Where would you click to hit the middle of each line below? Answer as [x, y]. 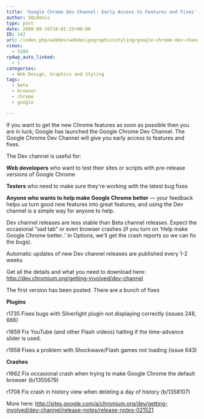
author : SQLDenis [28, 18]
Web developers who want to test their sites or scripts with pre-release [96, 168]
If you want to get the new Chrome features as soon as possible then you [98, 124]
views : [15, 46]
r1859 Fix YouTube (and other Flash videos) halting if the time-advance [95, 332]
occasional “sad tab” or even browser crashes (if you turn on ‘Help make [97, 229]
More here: [20, 403]
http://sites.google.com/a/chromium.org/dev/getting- [101, 403]
